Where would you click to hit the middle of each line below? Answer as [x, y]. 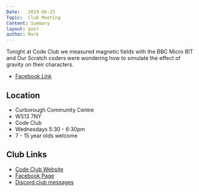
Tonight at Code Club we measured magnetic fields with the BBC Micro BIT [100, 51]
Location [23, 95]
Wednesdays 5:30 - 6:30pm [50, 129]
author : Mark [23, 35]
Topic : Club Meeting [34, 18]
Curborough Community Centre [54, 110]
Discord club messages [44, 182]
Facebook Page [34, 176]
